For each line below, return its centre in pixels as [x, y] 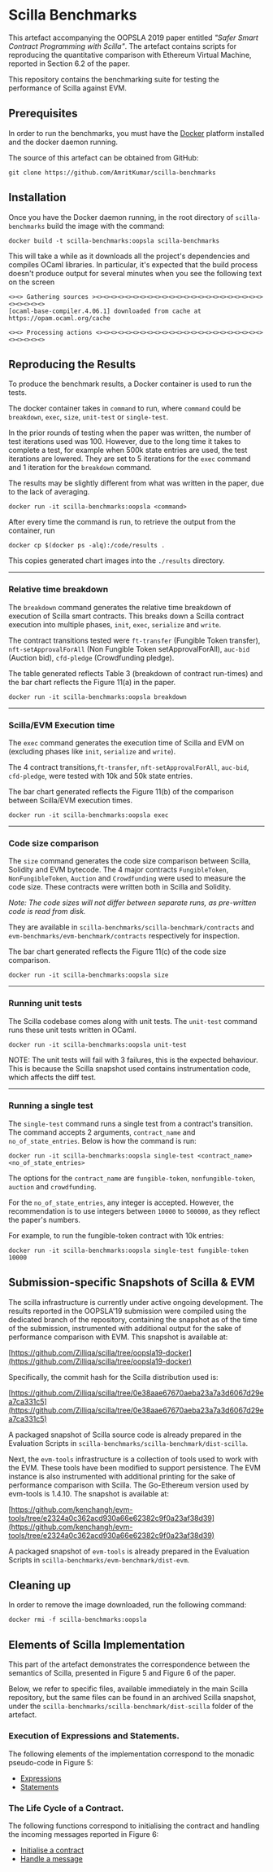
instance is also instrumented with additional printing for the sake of [122, 1476]
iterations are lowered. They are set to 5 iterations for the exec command [130, 459]
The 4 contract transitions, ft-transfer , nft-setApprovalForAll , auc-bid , [129, 767]
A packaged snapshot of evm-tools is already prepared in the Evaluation [129, 1551]
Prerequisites [43, 114]
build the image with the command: [106, 226]
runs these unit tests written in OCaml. [72, 1030]
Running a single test [51, 1105]
